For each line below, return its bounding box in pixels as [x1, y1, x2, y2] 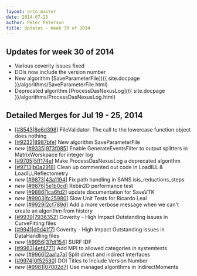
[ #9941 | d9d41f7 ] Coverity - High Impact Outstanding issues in [14, 225, 165, 233]
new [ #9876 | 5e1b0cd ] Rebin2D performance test [14, 182, 134, 189]
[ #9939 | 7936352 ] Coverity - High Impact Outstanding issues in [14, 213, 168, 220]
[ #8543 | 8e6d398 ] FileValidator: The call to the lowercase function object [14, 126, 191, 133]
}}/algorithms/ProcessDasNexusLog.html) [14, 93, 116, 100]
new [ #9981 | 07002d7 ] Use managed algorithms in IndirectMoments [14, 263, 179, 270]
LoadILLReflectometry [14, 170, 69, 177]
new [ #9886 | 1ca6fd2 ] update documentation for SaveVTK [14, 189, 155, 196]
